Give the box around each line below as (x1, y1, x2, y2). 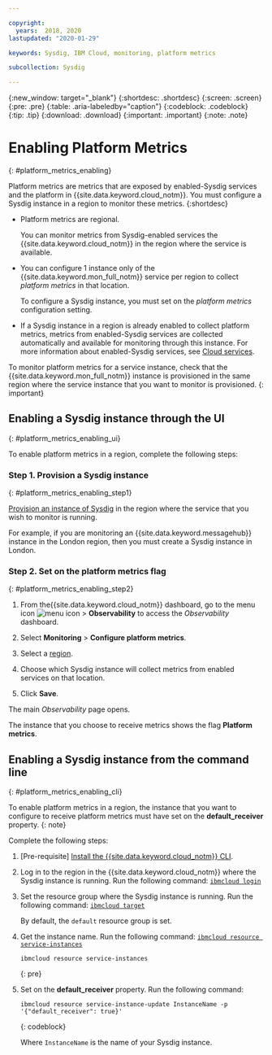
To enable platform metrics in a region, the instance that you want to (8, 803, 237, 813)
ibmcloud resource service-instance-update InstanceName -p (19, 1001, 228, 1009)
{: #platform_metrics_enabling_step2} (8, 584, 134, 594)
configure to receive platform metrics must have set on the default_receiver (8, 811, 264, 822)
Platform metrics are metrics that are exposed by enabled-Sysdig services (8, 181, 257, 191)
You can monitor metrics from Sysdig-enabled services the (19, 230, 218, 240)
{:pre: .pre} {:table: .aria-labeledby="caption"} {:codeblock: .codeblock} (8, 102, 249, 111)
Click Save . (19, 689, 59, 699)
